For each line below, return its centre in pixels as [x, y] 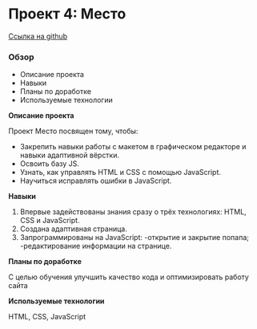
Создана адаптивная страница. [74, 229]
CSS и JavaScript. [50, 221]
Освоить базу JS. [50, 164]
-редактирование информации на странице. [96, 246]
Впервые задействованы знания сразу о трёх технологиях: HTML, [133, 212]
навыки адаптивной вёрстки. [70, 155]
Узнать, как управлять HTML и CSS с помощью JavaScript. [120, 173]
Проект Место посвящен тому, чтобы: [73, 131]
